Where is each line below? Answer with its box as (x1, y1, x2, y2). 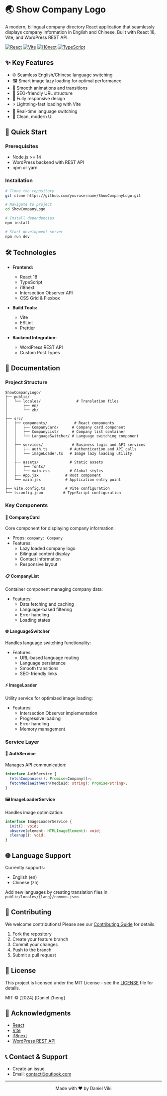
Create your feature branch (12, 936, 69, 942)
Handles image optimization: (5, 809, 64, 815)
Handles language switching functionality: (5, 640, 91, 646)
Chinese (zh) (12, 879, 39, 885)
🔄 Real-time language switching (12, 108, 78, 114)
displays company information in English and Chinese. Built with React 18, (5, 29, 156, 35)
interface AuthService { (5, 772, 57, 777)
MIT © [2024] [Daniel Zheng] (5, 994, 66, 1000)
